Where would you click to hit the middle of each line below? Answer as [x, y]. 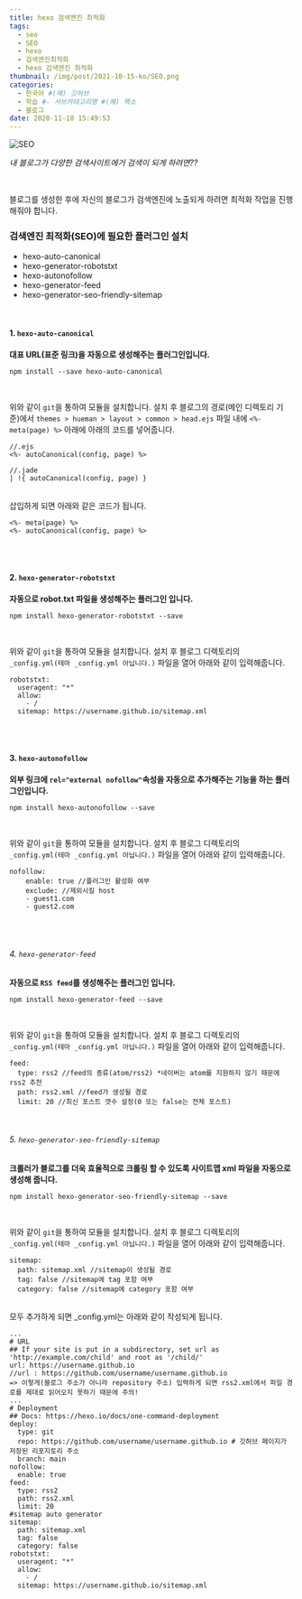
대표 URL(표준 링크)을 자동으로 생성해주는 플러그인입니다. [110, 354]
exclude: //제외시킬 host [70, 891]
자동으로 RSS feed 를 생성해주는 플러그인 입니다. [92, 983]
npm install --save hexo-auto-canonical [87, 371]
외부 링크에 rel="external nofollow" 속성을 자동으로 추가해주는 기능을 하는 [141, 780]
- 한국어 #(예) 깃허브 [54, 93]
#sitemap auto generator [56, 1515]
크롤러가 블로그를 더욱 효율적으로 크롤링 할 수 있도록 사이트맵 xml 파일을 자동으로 [150, 1168]
